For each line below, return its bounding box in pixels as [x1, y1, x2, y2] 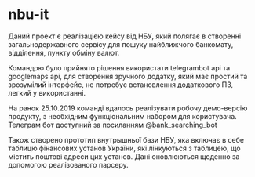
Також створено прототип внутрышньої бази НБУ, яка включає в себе [8, 135, 245, 144]
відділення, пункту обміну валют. [8, 48, 120, 57]
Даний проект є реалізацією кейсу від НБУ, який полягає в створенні [8, 31, 242, 41]
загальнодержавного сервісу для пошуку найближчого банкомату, [8, 39, 234, 49]
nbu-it [8, 5, 49, 23]
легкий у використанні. [8, 88, 86, 97]
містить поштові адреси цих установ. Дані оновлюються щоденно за [8, 151, 240, 161]
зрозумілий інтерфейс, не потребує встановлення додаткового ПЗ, [8, 80, 234, 89]
